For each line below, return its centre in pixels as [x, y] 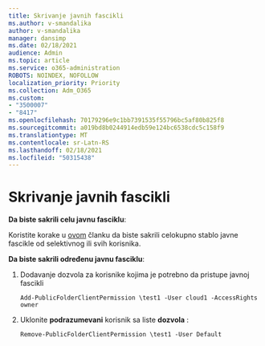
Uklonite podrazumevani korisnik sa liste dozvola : [104, 320]
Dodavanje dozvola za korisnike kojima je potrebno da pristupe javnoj [135, 275]
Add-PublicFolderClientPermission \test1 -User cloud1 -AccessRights [139, 298]
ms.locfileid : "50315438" [51, 157]
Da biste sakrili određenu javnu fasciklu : [77, 259]
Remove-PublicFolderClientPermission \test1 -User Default [121, 335]
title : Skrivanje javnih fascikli [66, 16]
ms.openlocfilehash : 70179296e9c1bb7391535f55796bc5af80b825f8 [116, 120]
